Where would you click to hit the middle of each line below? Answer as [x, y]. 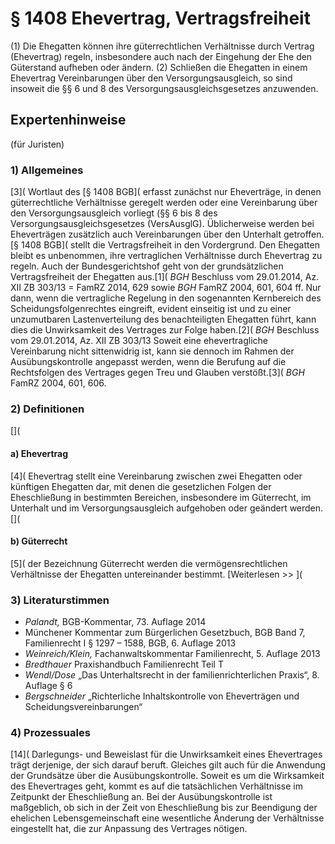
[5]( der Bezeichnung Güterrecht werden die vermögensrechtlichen [149, 563]
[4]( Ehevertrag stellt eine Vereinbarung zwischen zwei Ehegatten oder [156, 476]
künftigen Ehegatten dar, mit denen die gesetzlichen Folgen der [141, 486]
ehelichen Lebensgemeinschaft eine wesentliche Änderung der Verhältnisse [167, 818]
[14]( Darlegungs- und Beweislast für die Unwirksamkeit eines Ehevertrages [166, 754]
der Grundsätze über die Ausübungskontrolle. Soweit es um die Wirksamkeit [167, 776]
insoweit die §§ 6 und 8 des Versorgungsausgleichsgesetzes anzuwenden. [164, 88]
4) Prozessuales [50, 732]
